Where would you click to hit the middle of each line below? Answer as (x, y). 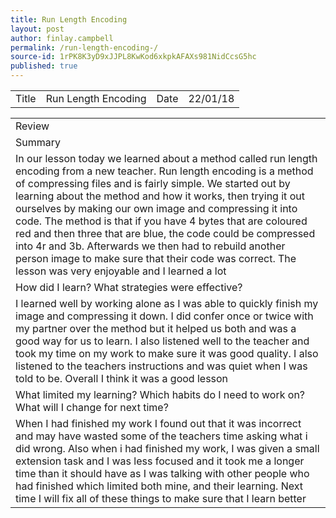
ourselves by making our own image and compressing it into (156, 208)
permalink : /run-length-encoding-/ (84, 47)
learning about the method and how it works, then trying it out (160, 196)
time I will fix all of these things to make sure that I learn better (161, 498)
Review (32, 126)
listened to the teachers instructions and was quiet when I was (161, 366)
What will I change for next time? (92, 407)
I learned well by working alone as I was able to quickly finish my (167, 303)
